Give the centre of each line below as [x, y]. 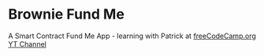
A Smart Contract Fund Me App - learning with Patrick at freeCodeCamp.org [132, 36]
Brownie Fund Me [66, 14]
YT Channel [28, 44]
